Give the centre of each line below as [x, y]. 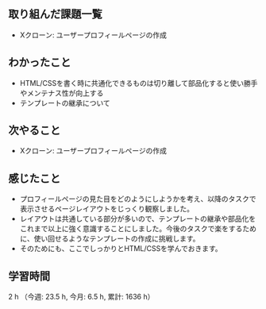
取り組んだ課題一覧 [55, 14]
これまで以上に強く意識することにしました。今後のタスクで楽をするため [138, 229]
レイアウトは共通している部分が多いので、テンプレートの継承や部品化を [138, 219]
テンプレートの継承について [65, 102]
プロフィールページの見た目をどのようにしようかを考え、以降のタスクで [138, 199]
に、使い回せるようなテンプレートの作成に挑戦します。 [110, 239]
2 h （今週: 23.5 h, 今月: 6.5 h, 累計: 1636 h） [81, 297]
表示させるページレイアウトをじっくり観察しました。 [107, 209]
